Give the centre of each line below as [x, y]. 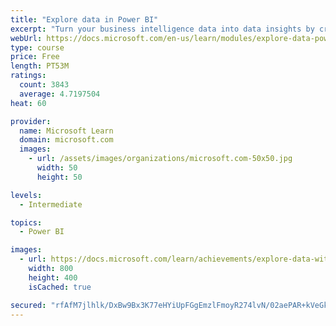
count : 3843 [44, 85]
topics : [26, 222]
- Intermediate [51, 204]
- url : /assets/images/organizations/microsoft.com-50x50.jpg [160, 159]
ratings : [28, 76]
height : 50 [59, 177]
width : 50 [57, 168]
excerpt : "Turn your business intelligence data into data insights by [162, 29]
